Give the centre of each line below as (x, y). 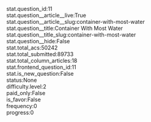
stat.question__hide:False (38, 41)
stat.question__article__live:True (46, 15)
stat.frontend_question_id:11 (41, 67)
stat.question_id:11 (29, 9)
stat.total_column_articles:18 (42, 61)
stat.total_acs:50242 (32, 48)
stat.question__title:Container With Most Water (65, 28)
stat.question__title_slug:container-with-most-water (71, 35)
